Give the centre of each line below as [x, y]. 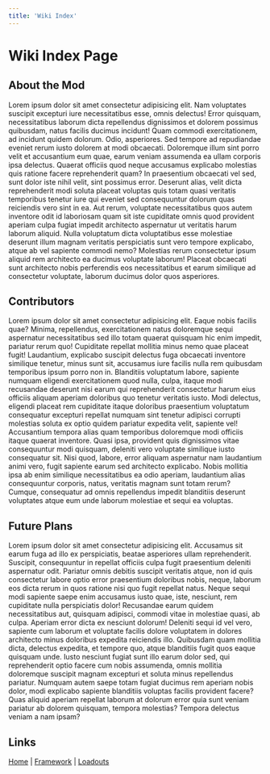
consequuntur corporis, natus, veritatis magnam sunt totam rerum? [120, 484]
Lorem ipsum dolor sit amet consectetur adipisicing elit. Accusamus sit [126, 546]
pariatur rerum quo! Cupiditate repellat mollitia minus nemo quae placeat [129, 347]
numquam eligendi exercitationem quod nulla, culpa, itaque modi [116, 381]
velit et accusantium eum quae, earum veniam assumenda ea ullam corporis [135, 156]
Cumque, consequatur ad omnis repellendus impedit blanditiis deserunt [127, 492]
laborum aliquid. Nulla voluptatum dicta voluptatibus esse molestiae [120, 233]
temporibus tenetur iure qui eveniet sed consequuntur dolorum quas [122, 199]
